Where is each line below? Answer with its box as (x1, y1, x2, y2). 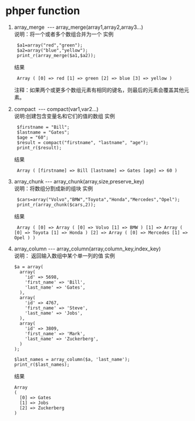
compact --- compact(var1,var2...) (14, 105, 99, 112)
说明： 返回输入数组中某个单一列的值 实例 (14, 252, 115, 259)
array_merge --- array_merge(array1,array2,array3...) (14, 24, 143, 31)
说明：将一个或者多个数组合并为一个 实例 (14, 31, 114, 38)
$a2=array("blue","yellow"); (16, 47, 89, 54)
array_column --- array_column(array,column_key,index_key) (14, 245, 161, 252)
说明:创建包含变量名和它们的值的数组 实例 (14, 112, 115, 119)
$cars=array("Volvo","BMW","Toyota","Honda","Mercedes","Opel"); (16, 196, 180, 202)
